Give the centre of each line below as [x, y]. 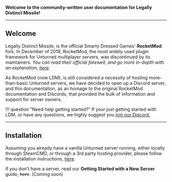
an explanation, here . [28, 67]
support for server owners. [34, 99]
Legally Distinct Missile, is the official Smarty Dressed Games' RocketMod [84, 46]
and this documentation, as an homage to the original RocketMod [74, 88]
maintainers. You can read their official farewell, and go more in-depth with [85, 62]
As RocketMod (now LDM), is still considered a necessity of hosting [77, 77]
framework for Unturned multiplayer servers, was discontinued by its [78, 57]
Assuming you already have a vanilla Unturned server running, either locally [85, 148]
